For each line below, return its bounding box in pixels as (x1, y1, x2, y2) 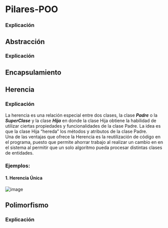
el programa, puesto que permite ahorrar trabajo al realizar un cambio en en (5, 139, 163, 145)
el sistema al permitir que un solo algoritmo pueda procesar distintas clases (5, 144, 162, 150)
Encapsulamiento (5, 68, 62, 77)
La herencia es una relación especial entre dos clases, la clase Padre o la (5, 112, 158, 118)
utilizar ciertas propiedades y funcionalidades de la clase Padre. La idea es (5, 123, 161, 129)
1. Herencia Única (5, 175, 43, 181)
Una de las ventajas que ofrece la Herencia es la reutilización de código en (5, 133, 160, 140)
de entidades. (5, 149, 34, 156)
